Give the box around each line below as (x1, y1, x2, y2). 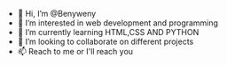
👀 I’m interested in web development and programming (17, 18, 219, 28)
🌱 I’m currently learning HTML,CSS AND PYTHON (17, 27, 200, 37)
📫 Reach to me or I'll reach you (17, 47, 134, 56)
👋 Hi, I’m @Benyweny (17, 9, 97, 18)
